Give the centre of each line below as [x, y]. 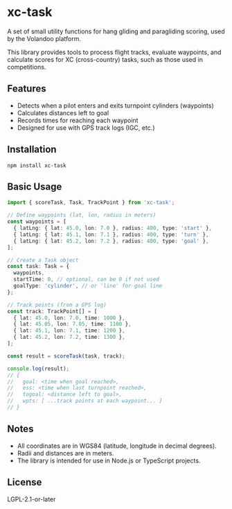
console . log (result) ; [38, 369]
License [25, 482]
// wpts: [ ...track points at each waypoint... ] [85, 401]
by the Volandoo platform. [44, 38]
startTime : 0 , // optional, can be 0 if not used [86, 279]
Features [27, 89]
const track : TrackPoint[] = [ [52, 311]
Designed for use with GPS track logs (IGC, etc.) [86, 127]
